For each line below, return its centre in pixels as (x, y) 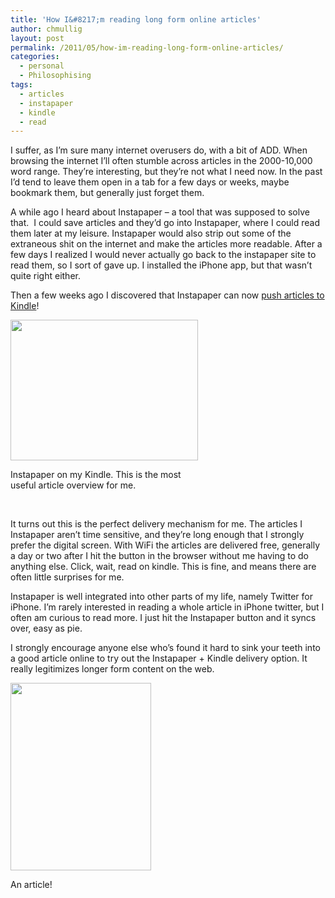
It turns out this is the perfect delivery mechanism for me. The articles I (156, 524)
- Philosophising (55, 76)
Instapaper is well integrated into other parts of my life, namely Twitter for (161, 597)
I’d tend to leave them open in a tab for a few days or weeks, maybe (150, 182)
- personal (42, 66)
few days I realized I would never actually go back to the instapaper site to (163, 255)
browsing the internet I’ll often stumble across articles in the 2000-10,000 (161, 161)
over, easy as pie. (46, 628)
